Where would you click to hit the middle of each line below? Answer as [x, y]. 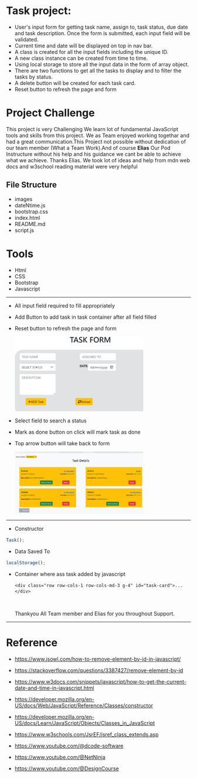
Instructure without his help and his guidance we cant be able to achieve [94, 154]
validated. [26, 39]
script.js [24, 230]
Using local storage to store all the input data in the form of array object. [102, 64]
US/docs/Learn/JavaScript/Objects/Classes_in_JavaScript [85, 723]
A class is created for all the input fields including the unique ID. [91, 52]
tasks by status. [33, 77]
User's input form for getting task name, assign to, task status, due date [101, 27]
